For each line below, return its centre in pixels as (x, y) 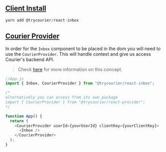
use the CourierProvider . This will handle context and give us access (78, 54)
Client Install (26, 8)
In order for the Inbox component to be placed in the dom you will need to (83, 49)
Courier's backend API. (30, 59)
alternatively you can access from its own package (61, 97)
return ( (19, 121)
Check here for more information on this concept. (70, 69)
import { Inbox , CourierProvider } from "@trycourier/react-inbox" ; (80, 83)
